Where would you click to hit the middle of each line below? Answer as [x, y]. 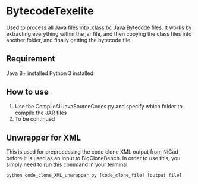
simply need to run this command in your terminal [67, 164]
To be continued [35, 119]
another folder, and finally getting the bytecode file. [69, 40]
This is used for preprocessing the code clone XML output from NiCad [92, 152]
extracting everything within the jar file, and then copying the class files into [99, 33]
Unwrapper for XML [44, 137]
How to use [27, 92]
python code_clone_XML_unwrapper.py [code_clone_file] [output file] [94, 176]
